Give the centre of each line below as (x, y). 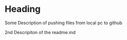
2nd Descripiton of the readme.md (40, 32)
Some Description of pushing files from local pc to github (63, 23)
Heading (23, 9)
